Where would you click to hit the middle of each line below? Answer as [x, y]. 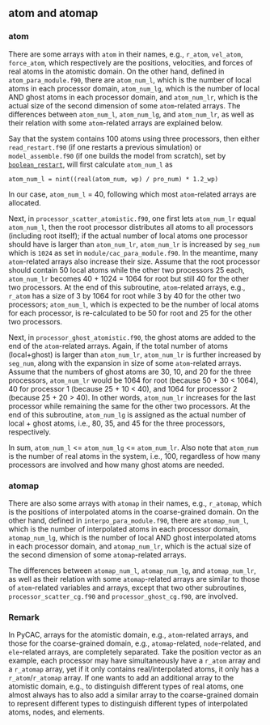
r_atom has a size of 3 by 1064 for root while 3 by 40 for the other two [124, 295]
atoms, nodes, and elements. [57, 712]
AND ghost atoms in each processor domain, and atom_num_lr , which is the [133, 97]
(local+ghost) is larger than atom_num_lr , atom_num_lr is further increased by [135, 354]
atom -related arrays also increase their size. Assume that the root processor [134, 261]
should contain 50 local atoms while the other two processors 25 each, [127, 269]
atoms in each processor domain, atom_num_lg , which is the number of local [134, 88]
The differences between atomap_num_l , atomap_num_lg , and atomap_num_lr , [132, 570]
